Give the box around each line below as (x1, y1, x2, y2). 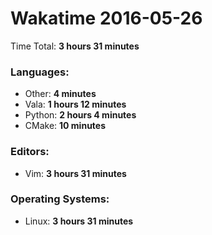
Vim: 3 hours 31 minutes (24, 167, 127, 179)
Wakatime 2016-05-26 (10, 7, 203, 30)
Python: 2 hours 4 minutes (24, 109, 137, 121)
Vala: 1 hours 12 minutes (24, 98, 127, 111)
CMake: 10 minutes (24, 120, 107, 132)
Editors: (10, 145, 50, 159)
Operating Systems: (10, 192, 110, 206)
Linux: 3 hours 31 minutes (24, 215, 134, 227)
